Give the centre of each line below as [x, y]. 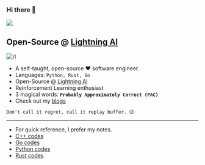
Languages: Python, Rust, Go [52, 75]
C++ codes [29, 136]
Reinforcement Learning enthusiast [59, 88]
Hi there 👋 [21, 10]
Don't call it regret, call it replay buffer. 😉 [70, 112]
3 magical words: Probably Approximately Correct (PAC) [87, 95]
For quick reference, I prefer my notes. [63, 129]
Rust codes [29, 155]
